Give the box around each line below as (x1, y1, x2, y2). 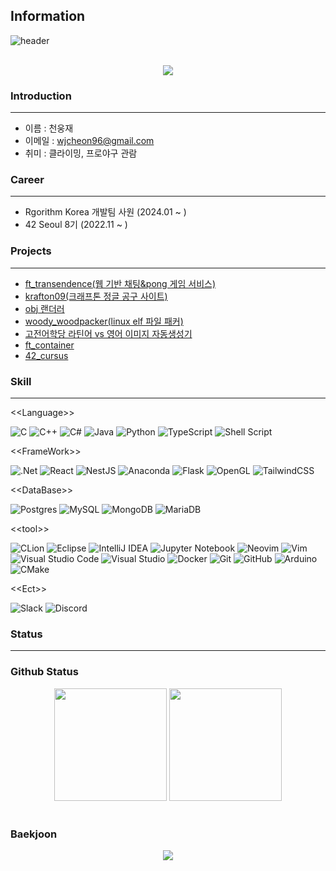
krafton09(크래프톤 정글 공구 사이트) (24, 290, 168, 302)
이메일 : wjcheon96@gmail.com (24, 135, 155, 147)
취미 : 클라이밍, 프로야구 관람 (24, 147, 138, 159)
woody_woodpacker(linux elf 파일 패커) (24, 315, 184, 327)
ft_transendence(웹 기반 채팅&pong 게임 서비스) (24, 277, 217, 289)
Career (10, 173, 45, 187)
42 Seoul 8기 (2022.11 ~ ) (24, 219, 128, 231)
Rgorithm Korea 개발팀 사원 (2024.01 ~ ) (24, 206, 187, 218)
